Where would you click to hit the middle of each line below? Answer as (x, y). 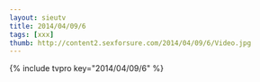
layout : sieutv (38, 18)
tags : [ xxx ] (31, 34)
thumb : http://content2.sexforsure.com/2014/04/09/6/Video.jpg (130, 43)
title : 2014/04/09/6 (48, 26)
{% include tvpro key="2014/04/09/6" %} (87, 68)
